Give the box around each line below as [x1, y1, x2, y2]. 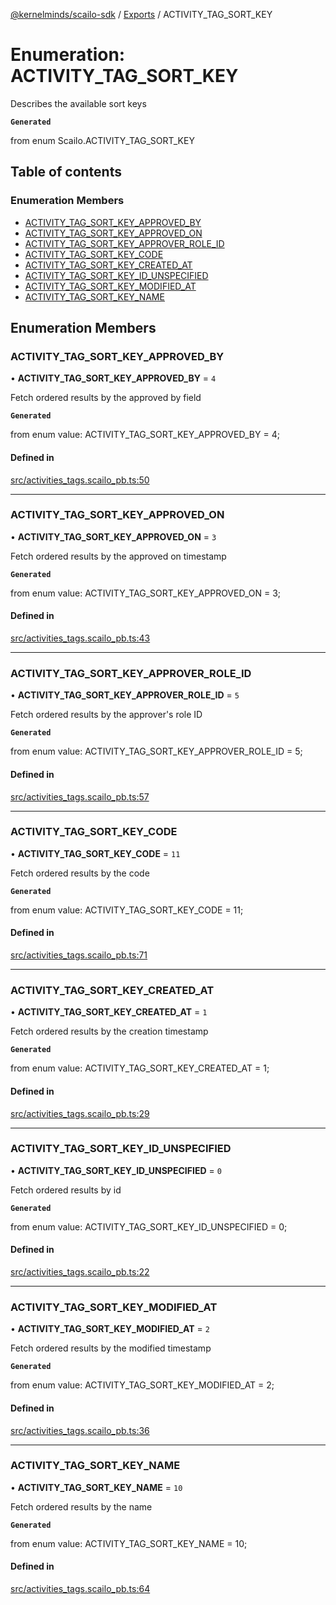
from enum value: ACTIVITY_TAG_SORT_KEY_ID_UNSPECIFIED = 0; [10, 1220, 288, 1233]
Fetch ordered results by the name [10, 1500, 153, 1513]
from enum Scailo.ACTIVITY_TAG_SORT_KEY [10, 134, 195, 146]
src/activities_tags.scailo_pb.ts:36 [10, 1424, 150, 1436]
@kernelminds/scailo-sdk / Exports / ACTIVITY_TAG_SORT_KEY [10, 9, 273, 20]
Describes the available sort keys [10, 97, 147, 109]
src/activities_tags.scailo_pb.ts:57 [10, 790, 150, 803]
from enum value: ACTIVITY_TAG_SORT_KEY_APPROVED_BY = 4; [10, 429, 280, 441]
